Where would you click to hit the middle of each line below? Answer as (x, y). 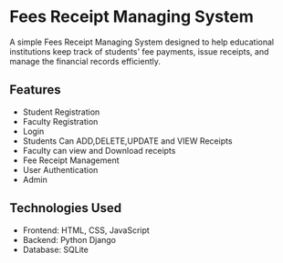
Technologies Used (65, 208)
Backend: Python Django (69, 239)
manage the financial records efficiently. (85, 61)
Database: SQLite (55, 249)
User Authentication (60, 169)
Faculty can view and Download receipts (99, 150)
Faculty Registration (60, 121)
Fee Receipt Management (71, 160)
